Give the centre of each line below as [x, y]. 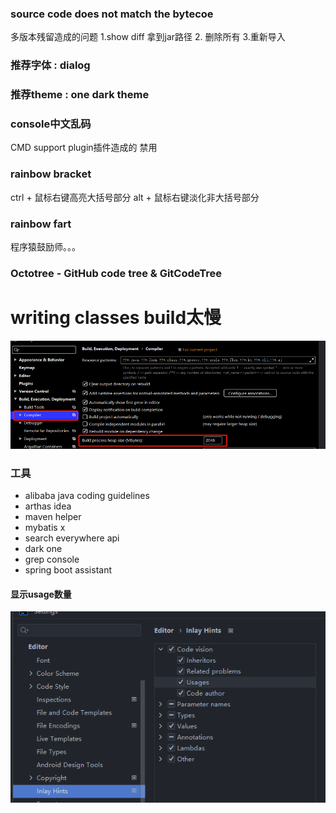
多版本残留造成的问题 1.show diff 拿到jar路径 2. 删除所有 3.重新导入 [148, 37]
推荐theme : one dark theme [80, 95]
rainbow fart [41, 224]
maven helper [53, 517]
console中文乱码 [51, 124]
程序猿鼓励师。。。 [45, 247]
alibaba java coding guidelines [87, 496]
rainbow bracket [51, 174]
